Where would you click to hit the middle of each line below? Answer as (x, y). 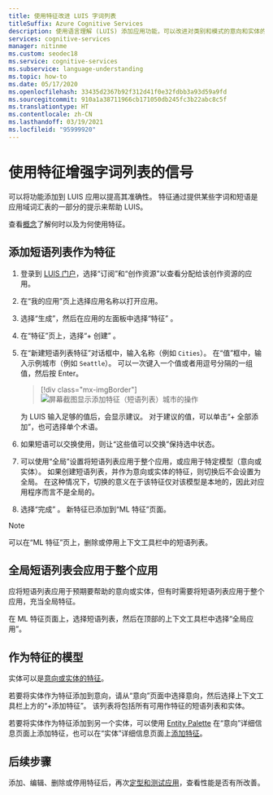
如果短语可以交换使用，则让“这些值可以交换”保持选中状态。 (119, 444)
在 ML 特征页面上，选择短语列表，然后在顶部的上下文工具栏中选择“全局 (128, 619)
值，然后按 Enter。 (52, 373)
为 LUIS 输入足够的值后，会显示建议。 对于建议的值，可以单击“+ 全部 (136, 416)
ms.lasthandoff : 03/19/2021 (56, 122)
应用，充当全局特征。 (44, 602)
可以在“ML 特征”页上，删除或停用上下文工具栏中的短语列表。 (110, 542)
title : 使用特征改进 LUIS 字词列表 (62, 16)
